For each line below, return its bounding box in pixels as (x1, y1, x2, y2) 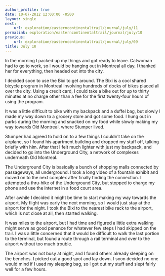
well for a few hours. (5, 266, 47, 272)
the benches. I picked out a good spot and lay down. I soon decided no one (5, 255, 159, 262)
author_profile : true (5, 7, 50, 12)
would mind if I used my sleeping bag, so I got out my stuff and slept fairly (5, 261, 156, 267)
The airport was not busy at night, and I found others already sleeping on (5, 250, 154, 256)
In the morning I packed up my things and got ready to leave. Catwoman (5, 57, 152, 63)
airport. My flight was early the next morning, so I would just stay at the (5, 199, 150, 205)
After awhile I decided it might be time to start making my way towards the (5, 195, 157, 200)
